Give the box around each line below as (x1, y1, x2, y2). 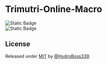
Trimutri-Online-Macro (5, 3, 102, 15)
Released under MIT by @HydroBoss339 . (5, 53, 91, 59)
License (5, 40, 30, 48)
